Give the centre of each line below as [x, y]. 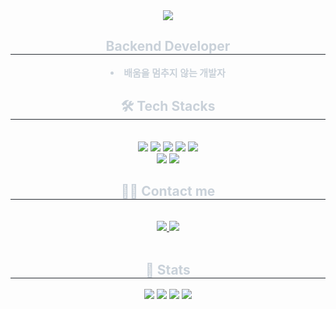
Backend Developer [168, 46]
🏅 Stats [168, 269]
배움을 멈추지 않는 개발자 [174, 72]
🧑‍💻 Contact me [168, 191]
